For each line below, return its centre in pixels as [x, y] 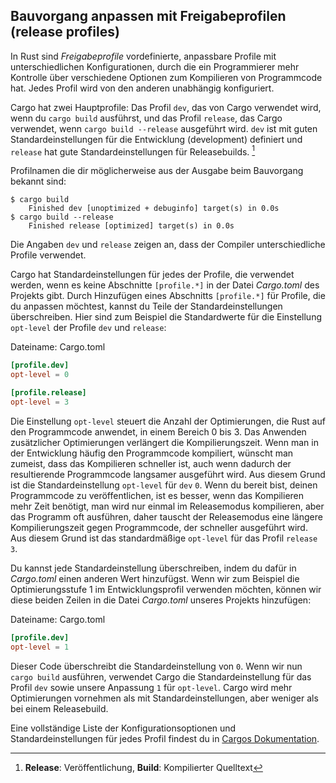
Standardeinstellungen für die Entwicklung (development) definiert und [156, 139]
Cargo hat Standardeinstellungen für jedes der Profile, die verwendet [152, 275]
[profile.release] [48, 393]
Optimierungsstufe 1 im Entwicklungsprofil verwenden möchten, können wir [166, 589]
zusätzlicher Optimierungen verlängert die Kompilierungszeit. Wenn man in [164, 442]
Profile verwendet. [48, 255]
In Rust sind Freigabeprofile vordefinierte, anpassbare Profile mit [143, 56]
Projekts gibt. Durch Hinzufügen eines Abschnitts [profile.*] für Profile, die [168, 296]
